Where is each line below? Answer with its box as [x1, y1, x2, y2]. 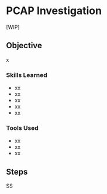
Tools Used [6, 123, 39, 132]
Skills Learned [6, 71, 48, 79]
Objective [6, 41, 43, 51]
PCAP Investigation [6, 4, 102, 18]
